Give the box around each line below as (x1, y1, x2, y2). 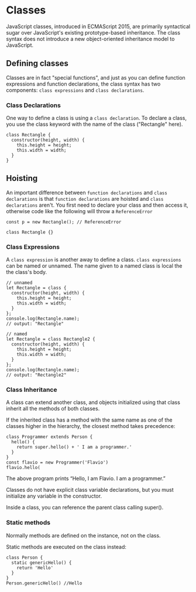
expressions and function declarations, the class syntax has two (6, 80, 161, 87)
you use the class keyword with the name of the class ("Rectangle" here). (6, 121, 183, 128)
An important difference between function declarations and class (6, 189, 168, 196)
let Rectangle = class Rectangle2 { (6, 336, 95, 343)
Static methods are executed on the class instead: (6, 543, 127, 550)
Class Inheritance (6, 386, 57, 394)
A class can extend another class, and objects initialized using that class (6, 399, 180, 406)
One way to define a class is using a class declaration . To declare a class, (6, 115, 187, 122)
